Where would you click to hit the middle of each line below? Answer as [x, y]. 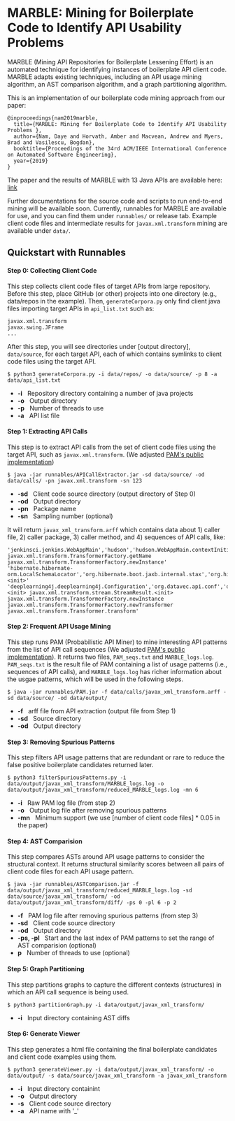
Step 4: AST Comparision [45, 841]
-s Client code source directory [64, 1104]
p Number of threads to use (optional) [74, 953]
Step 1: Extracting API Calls [47, 431]
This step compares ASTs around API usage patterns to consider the [106, 857]
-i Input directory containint [58, 1088]
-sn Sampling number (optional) [65, 516]
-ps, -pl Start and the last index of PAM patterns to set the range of [116, 938]
